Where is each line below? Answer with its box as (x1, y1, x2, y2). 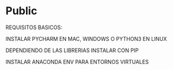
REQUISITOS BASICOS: (5, 24, 63, 31)
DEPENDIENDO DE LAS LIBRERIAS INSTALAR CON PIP (5, 46, 139, 54)
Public (5, 4, 37, 18)
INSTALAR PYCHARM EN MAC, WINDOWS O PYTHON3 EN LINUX (5, 35, 167, 42)
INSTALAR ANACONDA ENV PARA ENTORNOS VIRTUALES (5, 58, 149, 65)
